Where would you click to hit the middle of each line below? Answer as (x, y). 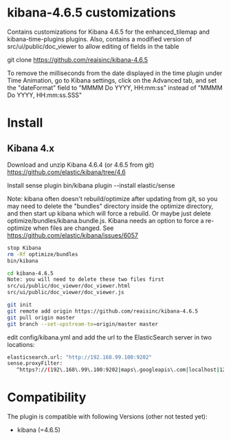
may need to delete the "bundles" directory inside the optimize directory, (110, 206)
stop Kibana (24, 248)
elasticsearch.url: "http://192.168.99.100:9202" (80, 357)
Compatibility (47, 398)
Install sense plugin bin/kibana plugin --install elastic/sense (91, 185)
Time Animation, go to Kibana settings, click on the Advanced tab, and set (112, 80)
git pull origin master (41, 317)
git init (20, 305)
